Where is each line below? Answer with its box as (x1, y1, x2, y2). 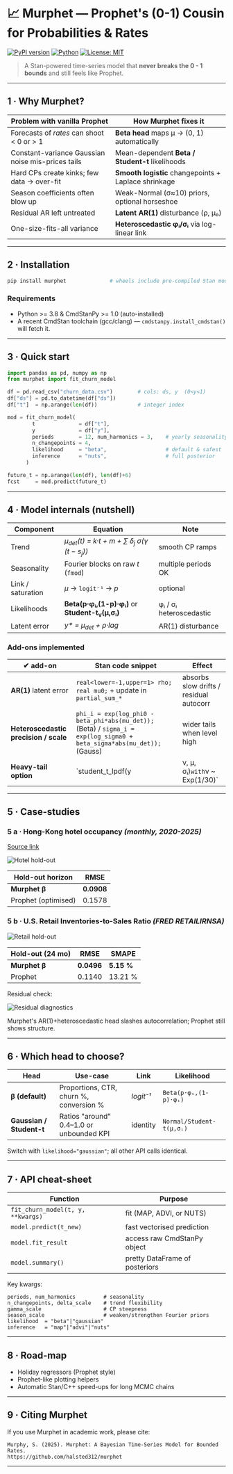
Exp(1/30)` (182, 775, 218, 784)
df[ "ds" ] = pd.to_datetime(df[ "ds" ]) (7, 395, 116, 402)
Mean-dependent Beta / (115, 147, 196, 157)
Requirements (7, 293, 56, 303)
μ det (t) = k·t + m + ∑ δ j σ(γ (64, 536, 148, 547)
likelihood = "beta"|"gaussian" (7, 1318, 104, 1325)
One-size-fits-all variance (10, 223, 98, 233)
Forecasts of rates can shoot (10, 128, 104, 138)
